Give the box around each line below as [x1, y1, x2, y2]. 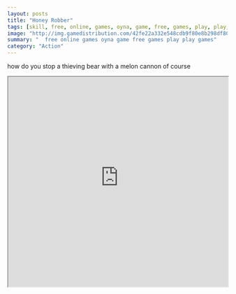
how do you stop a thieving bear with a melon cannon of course [7, 62, 191, 70]
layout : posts [7, 10, 49, 17]
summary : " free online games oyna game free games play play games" [7, 36, 217, 43]
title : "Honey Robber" [7, 17, 73, 24]
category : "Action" [7, 43, 64, 50]
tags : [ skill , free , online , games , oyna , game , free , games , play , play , [7, 23, 230, 30]
